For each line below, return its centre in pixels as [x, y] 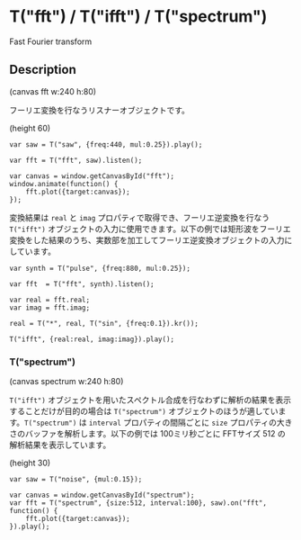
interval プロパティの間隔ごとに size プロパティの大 [186, 423]
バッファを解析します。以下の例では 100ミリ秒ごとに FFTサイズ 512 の [155, 434]
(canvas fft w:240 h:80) [53, 91]
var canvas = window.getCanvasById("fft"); [92, 176]
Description [43, 70]
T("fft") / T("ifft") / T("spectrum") [138, 17]
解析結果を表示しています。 [60, 445]
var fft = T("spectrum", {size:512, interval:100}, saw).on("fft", [138, 503]
